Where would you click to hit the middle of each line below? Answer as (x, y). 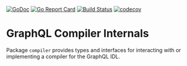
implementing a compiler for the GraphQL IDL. (63, 56)
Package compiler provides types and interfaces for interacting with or (94, 50)
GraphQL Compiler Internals (78, 34)
